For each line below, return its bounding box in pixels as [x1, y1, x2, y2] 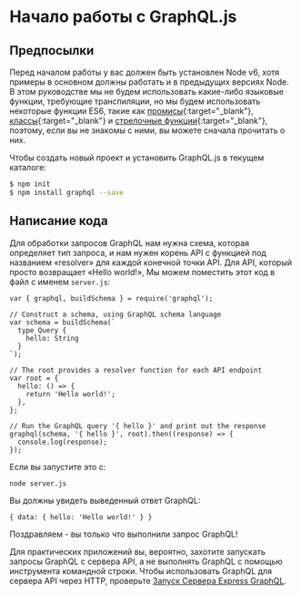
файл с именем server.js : [9, 276, 111, 287]
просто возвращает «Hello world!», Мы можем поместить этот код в [9, 266, 276, 277]
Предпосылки [9, 43, 95, 58]
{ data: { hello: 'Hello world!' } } [9, 513, 153, 522]
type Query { [17, 325, 67, 334]
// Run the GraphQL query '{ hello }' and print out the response [9, 421, 266, 430]
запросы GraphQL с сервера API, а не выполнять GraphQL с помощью [9, 556, 284, 567]
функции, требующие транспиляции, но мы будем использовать [9, 96, 261, 107]
